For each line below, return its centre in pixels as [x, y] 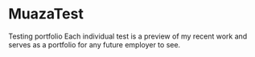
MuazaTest [46, 14]
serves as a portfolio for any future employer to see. [95, 44]
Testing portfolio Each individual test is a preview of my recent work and [128, 36]
